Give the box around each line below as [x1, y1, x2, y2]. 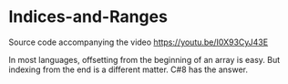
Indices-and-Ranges [8, 6, 168, 27]
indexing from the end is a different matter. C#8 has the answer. [8, 64, 248, 75]
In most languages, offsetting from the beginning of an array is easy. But [8, 54, 281, 65]
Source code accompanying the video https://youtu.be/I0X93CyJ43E [8, 37, 269, 47]
